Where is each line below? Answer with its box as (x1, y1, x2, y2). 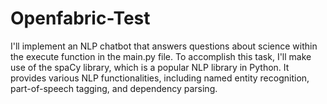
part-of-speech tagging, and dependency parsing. (10, 82, 218, 94)
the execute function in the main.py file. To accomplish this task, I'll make (10, 50, 312, 62)
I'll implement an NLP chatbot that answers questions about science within (10, 40, 318, 52)
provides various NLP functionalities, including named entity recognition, (10, 72, 310, 84)
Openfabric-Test (10, 7, 151, 30)
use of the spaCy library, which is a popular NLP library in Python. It (10, 61, 290, 73)
